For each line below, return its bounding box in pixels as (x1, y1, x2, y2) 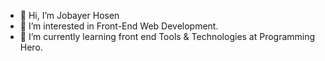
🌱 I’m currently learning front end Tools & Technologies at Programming (19, 31, 316, 42)
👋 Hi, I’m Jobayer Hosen (19, 10, 120, 21)
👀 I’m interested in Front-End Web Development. (19, 20, 219, 32)
